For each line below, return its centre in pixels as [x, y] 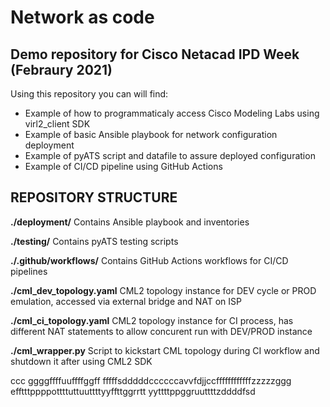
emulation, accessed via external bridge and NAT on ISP [126, 301]
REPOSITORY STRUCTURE [94, 197]
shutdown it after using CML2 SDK [81, 361]
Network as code [82, 17]
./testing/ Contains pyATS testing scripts [94, 241]
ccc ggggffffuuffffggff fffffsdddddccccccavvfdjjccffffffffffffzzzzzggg [151, 380]
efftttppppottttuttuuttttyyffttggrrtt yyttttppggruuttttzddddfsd [133, 391]
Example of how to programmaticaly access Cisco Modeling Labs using [172, 113]
